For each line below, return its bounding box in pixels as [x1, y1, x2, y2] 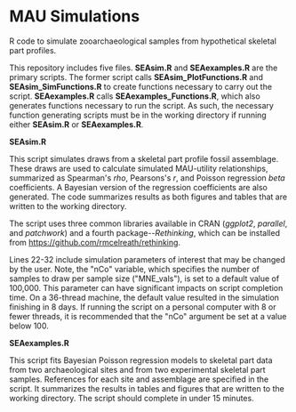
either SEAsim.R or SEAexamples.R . [9, 118, 144, 130]
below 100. [9, 320, 49, 331]
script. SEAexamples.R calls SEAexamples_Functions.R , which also [9, 91, 260, 101]
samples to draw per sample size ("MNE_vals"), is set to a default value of [9, 273, 280, 284]
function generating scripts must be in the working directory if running [9, 109, 267, 120]
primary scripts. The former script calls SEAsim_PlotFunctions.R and [9, 71, 264, 82]
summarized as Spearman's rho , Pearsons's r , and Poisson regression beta [9, 172, 286, 183]
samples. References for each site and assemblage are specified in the [9, 374, 269, 384]
